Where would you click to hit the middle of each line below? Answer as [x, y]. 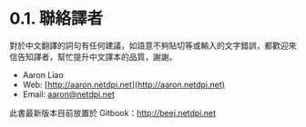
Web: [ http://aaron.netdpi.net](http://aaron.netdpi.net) [124, 84]
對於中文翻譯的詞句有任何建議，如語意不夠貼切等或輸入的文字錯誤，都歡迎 [149, 45]
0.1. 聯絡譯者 [56, 19]
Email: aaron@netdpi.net [69, 94]
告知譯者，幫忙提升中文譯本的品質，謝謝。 [97, 56]
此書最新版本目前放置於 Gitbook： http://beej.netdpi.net [113, 112]
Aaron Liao [43, 74]
